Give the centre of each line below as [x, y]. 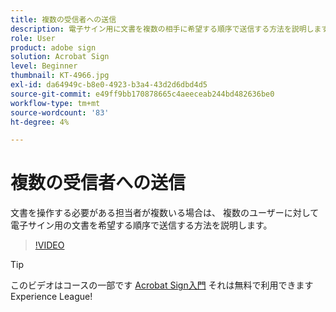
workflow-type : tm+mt [55, 103]
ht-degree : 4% [40, 122]
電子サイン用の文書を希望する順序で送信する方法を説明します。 [141, 225]
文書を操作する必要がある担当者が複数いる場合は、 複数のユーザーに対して [165, 213]
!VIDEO [49, 245]
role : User [33, 38]
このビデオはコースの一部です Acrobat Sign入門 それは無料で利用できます [162, 285]
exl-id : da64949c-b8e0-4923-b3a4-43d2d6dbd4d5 [109, 85]
